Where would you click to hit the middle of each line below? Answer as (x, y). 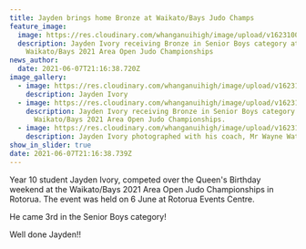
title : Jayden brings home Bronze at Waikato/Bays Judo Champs (132, 18)
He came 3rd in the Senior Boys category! (88, 216)
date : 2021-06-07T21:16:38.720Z (79, 69)
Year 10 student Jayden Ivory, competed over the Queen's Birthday (135, 180)
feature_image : (38, 26)
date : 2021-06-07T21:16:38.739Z (71, 153)
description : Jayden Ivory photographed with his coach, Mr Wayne (154, 137)
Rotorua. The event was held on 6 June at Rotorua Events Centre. (132, 199)
